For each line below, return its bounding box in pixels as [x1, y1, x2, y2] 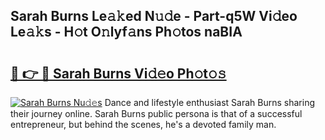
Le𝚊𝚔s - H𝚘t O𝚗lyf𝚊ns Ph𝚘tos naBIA [10, 24, 243, 41]
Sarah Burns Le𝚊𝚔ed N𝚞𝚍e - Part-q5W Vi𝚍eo [10, 8, 298, 25]
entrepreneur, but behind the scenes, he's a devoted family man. [10, 119, 277, 130]
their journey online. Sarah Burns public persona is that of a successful [10, 108, 303, 119]
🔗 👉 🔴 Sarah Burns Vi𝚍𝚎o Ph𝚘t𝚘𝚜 [10, 65, 227, 82]
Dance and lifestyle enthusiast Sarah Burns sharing [104, 97, 316, 108]
